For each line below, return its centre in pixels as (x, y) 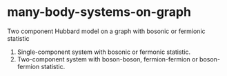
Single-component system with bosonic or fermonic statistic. (104, 52)
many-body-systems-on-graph (99, 12)
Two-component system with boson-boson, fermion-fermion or (107, 59)
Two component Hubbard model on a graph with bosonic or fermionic (106, 31)
